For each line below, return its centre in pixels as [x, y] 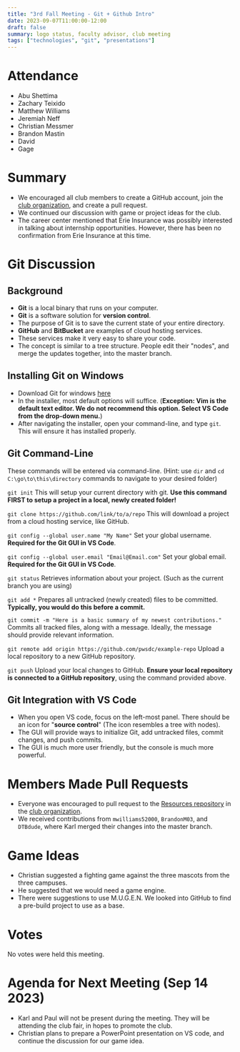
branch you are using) [40, 585]
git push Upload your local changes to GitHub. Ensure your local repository [120, 670]
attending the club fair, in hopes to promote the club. [95, 1026]
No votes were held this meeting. [56, 954]
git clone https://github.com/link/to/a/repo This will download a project [119, 513]
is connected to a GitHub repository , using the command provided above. [117, 678]
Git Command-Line [51, 453]
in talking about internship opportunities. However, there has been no [119, 228]
